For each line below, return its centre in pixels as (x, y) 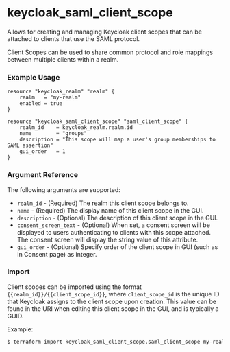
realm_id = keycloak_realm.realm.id (76, 128)
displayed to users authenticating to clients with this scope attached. (114, 232)
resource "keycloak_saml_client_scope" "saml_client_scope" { (98, 121)
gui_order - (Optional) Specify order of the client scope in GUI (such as (117, 247)
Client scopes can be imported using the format (75, 287)
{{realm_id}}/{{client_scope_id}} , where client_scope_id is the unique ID (113, 294)
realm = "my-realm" (50, 97)
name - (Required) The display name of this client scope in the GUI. (110, 210)
